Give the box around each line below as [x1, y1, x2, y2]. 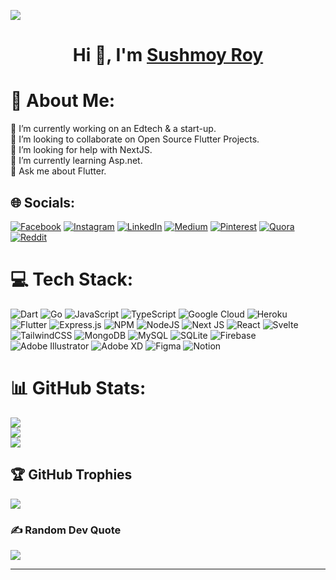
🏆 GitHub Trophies [10, 466, 133, 484]
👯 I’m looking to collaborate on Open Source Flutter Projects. [10, 133, 260, 145]
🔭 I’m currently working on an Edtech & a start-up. [10, 123, 217, 135]
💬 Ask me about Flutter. [10, 165, 107, 177]
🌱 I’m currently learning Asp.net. [10, 155, 143, 167]
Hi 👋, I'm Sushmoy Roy [72, 44, 264, 67]
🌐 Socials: [10, 194, 76, 211]
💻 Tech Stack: [10, 268, 134, 291]
